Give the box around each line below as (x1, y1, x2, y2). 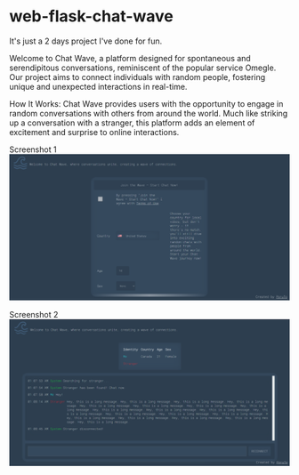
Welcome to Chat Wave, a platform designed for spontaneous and (9, 52, 251, 63)
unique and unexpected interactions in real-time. (9, 81, 188, 92)
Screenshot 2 (9, 310, 59, 320)
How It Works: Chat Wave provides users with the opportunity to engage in (9, 98, 284, 109)
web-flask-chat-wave (9, 6, 174, 27)
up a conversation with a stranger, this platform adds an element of (9, 117, 255, 128)
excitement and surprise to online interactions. (9, 126, 180, 137)
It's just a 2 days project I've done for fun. (9, 36, 163, 46)
